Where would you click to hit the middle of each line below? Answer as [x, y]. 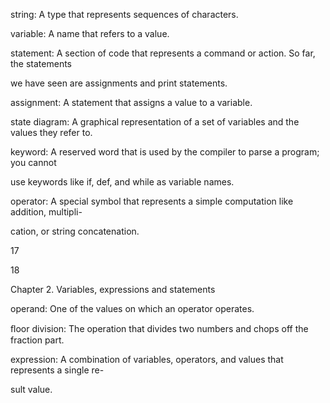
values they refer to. [51, 132]
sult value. [31, 389]
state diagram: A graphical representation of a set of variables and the [155, 122]
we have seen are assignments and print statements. [119, 83]
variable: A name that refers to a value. [90, 33]
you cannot [33, 162]
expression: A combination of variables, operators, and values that [147, 359]
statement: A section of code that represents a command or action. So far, [163, 53]
